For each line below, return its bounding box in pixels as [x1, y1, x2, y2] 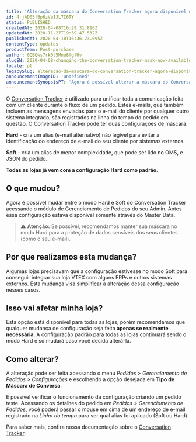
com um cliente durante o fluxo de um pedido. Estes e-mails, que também [6, 102, 184, 108]
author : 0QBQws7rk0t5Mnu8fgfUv [6, 52, 82, 58]
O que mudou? [6, 184, 61, 194]
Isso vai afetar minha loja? [6, 303, 103, 313]
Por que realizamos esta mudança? [6, 252, 137, 262]
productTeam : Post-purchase [6, 47, 75, 53]
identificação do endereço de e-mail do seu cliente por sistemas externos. [6, 138, 185, 144]
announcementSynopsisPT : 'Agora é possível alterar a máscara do [6, 80, 168, 85]
